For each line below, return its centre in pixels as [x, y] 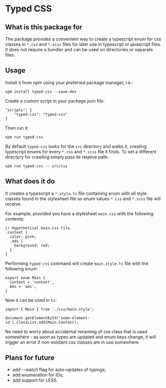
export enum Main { [25, 278]
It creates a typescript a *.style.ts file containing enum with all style [76, 193]
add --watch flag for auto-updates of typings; [59, 370]
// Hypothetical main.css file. [39, 228]
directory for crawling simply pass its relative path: [57, 157]
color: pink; [23, 237]
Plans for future [30, 358]
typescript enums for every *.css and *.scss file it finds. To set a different [81, 151]
